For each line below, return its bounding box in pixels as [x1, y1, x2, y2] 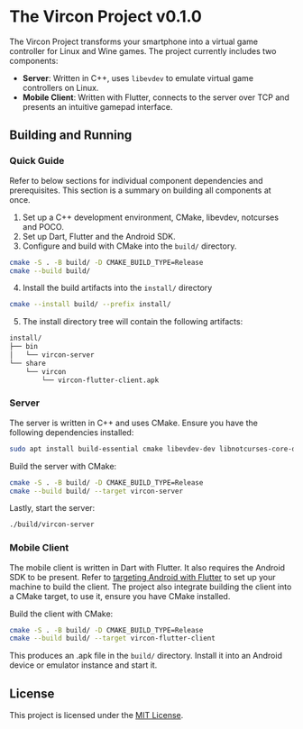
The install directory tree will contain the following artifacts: [22, 316, 243, 327]
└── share [9, 359, 47, 368]
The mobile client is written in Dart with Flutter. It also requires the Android [9, 561, 286, 573]
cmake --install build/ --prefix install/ [9, 300, 171, 309]
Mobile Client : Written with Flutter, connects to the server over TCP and [22, 92, 290, 103]
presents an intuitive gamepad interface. [22, 101, 173, 112]
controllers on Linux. [22, 82, 99, 93]
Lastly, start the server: [9, 503, 96, 514]
